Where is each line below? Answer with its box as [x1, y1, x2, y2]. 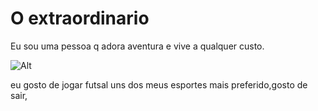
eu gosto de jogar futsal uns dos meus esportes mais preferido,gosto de [10, 78, 308, 91]
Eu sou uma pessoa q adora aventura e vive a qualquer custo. [10, 40, 265, 52]
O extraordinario [10, 7, 150, 30]
